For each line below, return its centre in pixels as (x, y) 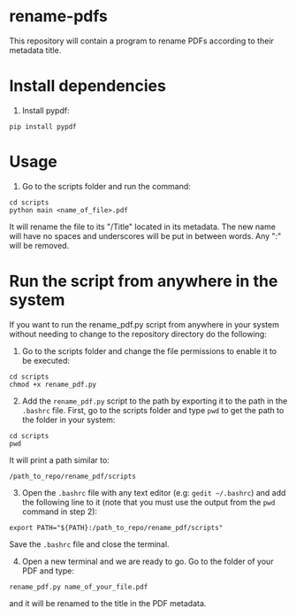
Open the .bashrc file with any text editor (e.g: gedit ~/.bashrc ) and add (154, 492)
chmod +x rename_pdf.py (53, 384)
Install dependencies (87, 86)
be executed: (46, 360)
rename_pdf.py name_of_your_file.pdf (79, 587)
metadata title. (35, 50)
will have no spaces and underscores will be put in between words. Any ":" (145, 235)
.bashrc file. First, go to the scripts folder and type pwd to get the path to (153, 410)
